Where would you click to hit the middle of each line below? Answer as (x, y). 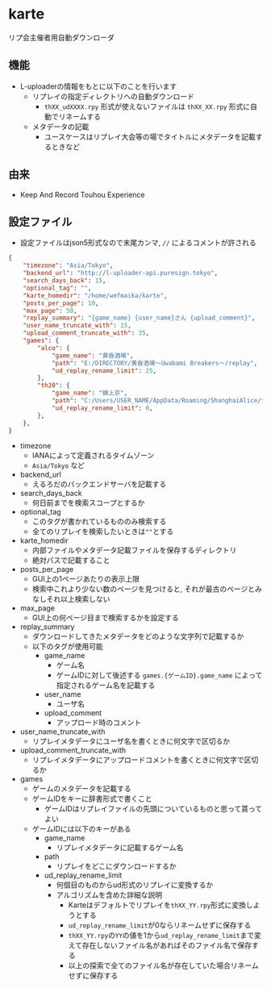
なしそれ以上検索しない (71, 599)
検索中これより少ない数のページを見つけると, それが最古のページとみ (147, 589)
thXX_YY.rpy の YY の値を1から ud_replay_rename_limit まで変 (165, 936)
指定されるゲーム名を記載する (106, 686)
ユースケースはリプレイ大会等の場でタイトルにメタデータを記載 (150, 136)
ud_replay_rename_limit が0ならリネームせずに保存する (160, 925)
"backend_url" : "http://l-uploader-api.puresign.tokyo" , (121, 273)
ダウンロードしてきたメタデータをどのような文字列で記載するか (138, 636)
